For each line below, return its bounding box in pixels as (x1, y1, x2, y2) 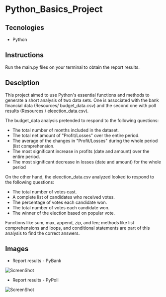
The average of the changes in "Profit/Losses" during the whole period (12, 138, 158, 144)
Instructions (5, 51, 44, 59)
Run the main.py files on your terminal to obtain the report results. (5, 64, 140, 70)
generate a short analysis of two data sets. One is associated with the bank (5, 97, 159, 103)
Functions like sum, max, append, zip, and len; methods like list (5, 219, 135, 225)
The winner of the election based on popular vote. (12, 210, 115, 216)
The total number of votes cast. (12, 188, 77, 195)
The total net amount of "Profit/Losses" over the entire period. (12, 132, 140, 138)
